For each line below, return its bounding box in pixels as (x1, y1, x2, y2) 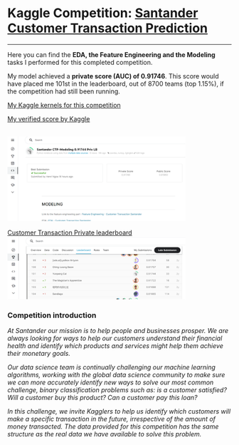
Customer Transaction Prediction (7, 20, 208, 36)
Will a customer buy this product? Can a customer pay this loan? (7, 394, 198, 402)
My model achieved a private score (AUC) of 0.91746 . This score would (7, 71, 219, 80)
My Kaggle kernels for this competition (7, 101, 121, 109)
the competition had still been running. (7, 87, 121, 96)
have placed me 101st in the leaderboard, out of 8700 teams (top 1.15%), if (7, 79, 224, 88)
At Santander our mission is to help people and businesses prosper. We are (7, 327, 229, 335)
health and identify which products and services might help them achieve (7, 342, 224, 350)
